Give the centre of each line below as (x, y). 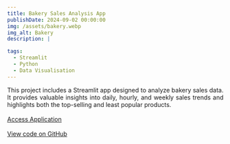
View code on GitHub (37, 134)
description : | (29, 39)
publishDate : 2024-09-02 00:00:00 (57, 20)
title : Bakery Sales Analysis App (57, 13)
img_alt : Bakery (30, 33)
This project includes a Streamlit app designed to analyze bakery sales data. (115, 90)
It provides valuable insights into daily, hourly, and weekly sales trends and (115, 97)
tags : (15, 51)
